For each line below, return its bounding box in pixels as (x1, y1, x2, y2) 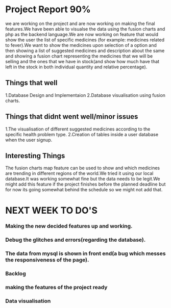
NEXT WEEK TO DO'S (5, 204, 98, 216)
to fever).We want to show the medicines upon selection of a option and (5, 42, 157, 48)
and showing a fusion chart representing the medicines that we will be (5, 53, 153, 59)
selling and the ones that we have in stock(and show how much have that (5, 58, 160, 64)
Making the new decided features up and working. (5, 223, 133, 230)
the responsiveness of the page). (5, 256, 89, 264)
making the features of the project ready (5, 284, 108, 291)
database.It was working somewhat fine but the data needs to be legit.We (5, 176, 160, 182)
